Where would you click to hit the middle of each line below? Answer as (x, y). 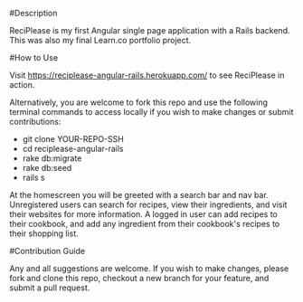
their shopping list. (44, 233)
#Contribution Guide (47, 251)
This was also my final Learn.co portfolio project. (100, 40)
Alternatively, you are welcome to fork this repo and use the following (139, 102)
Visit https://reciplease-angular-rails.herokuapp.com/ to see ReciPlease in (147, 75)
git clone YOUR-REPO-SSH (73, 139)
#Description (33, 13)
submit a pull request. (50, 288)
